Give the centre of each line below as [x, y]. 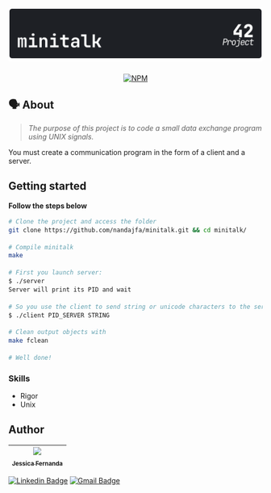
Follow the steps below [48, 206]
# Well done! [30, 357]
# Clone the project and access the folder [83, 221]
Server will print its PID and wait [70, 290]
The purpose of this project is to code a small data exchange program [145, 128]
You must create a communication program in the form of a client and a [127, 152]
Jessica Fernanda [37, 464]
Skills [19, 378]
